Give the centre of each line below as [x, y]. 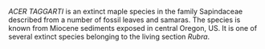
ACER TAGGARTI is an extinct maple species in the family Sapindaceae [126, 11]
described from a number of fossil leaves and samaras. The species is [124, 20]
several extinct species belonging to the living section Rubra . [109, 36]
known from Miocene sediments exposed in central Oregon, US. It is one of [133, 28]
